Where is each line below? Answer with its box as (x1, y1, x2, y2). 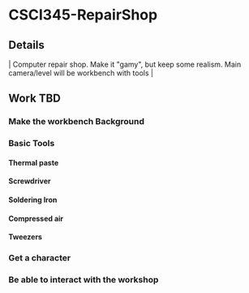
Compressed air (8, 213, 64, 223)
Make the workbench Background (8, 116, 144, 127)
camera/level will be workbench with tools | (8, 68, 154, 78)
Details (8, 38, 45, 52)
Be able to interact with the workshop (8, 274, 159, 286)
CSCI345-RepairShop (8, 6, 158, 24)
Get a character (8, 252, 71, 264)
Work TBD (8, 92, 61, 106)
